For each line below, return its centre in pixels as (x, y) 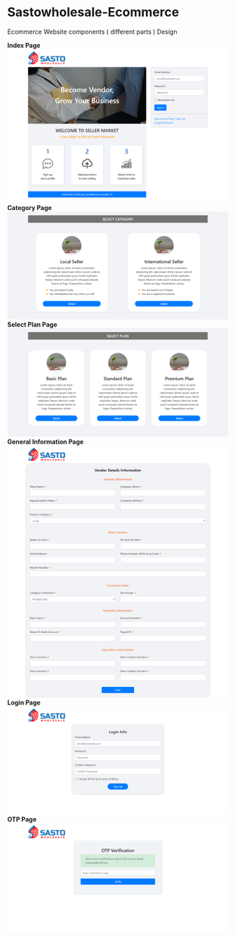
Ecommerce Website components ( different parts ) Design (92, 32)
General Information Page (46, 441)
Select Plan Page (32, 325)
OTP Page (22, 819)
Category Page (30, 208)
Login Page (24, 702)
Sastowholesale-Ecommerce (93, 12)
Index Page (24, 45)
